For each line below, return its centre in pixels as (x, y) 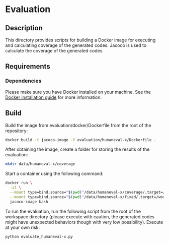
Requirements (28, 67)
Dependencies (23, 81)
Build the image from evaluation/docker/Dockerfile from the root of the (78, 125)
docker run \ (19, 183)
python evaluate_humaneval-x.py (39, 236)
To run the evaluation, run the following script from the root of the (73, 211)
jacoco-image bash (29, 202)
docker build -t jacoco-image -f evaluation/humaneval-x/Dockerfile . (81, 140)
